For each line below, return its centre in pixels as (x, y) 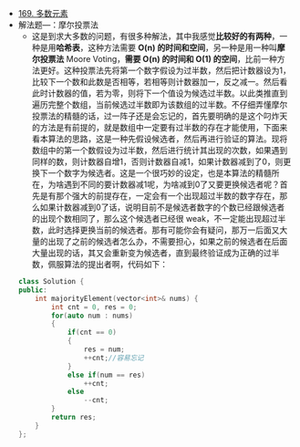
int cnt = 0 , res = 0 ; (94, 307)
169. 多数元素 (43, 13)
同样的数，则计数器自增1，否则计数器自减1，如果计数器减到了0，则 (157, 161)
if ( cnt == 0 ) (92, 333)
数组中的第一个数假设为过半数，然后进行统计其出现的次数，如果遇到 (160, 150)
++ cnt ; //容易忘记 (114, 358)
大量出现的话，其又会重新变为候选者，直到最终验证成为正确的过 (151, 253)
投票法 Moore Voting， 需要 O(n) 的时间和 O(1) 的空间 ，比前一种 (159, 59)
